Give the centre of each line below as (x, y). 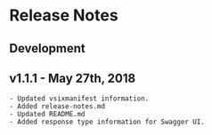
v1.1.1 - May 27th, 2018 (73, 78)
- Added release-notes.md (57, 107)
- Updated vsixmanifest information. (79, 99)
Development (48, 48)
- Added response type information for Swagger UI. (107, 122)
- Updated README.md (48, 115)
